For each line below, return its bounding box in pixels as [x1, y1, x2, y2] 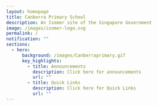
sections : [6, 42, 31, 48]
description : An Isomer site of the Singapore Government [6, 19, 152, 25]
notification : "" [6, 36, 49, 42]
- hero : [11, 47, 31, 53]
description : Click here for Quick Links [32, 85, 136, 91]
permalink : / [6, 31, 38, 37]
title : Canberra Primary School [6, 14, 86, 20]
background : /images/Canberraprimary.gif [21, 52, 126, 58]
